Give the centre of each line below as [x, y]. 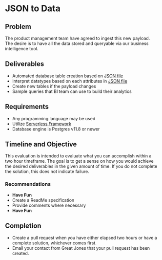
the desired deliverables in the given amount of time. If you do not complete [81, 166]
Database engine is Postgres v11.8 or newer [56, 129]
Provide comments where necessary [49, 205]
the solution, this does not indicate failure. [47, 172]
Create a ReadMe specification [43, 200]
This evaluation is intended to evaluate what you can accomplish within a [78, 156]
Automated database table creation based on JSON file [68, 76]
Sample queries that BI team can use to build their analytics [72, 91]
